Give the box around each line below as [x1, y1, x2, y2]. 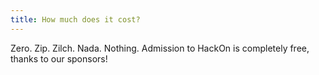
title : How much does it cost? [10, 14, 141, 25]
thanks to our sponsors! [10, 52, 108, 65]
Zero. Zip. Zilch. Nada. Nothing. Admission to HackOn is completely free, [10, 42, 310, 54]
